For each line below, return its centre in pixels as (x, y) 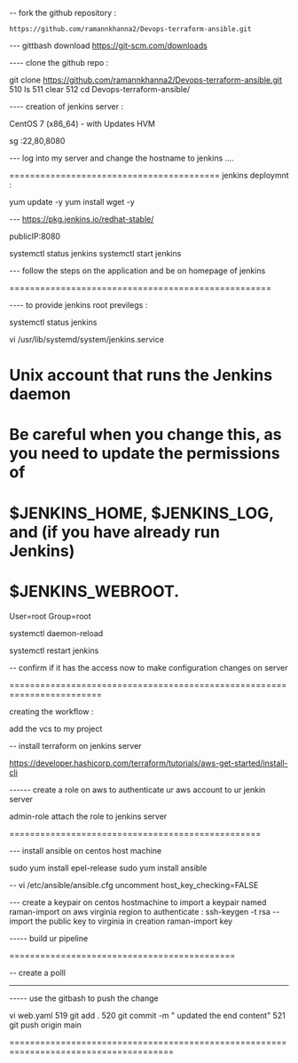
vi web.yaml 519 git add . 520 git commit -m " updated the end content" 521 (147, 1015)
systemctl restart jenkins (54, 650)
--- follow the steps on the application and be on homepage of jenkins (137, 271)
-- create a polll (38, 972)
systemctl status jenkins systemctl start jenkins (95, 253)
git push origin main (46, 1025)
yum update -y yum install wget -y (72, 202)
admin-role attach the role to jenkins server (88, 816)
